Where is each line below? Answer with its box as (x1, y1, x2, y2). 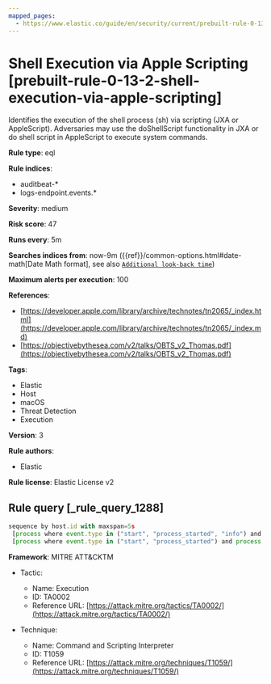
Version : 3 (8, 430, 44, 441)
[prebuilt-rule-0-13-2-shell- (8, 71, 200, 90)
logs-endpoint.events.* (19, 188, 98, 198)
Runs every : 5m (8, 235, 62, 245)
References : (8, 290, 50, 300)
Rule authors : (8, 446, 55, 456)
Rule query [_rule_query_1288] (8, 500, 164, 514)
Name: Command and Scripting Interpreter (31, 640, 174, 650)
